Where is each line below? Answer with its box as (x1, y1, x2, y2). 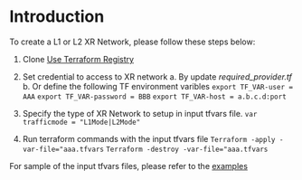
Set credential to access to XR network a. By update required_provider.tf (22, 71, 292, 82)
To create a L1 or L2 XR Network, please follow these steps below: (9, 36, 256, 47)
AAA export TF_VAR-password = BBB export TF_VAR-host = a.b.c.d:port (22, 92, 287, 101)
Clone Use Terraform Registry (22, 53, 134, 64)
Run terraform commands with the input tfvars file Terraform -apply (22, 133, 276, 144)
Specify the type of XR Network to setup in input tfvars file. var (22, 108, 258, 118)
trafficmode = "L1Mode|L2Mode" (22, 118, 141, 127)
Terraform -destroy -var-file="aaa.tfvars (105, 145, 269, 154)
